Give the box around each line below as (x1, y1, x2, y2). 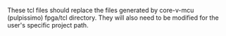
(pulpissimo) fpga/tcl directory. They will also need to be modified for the (7, 13, 220, 22)
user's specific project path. (7, 21, 89, 29)
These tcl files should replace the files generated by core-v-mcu (7, 6, 194, 14)
